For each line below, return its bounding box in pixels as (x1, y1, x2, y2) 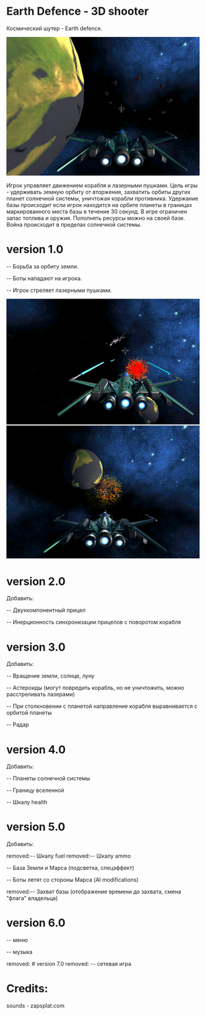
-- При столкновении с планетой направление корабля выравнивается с (6, 702, 198, 710)
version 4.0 (6, 742, 66, 756)
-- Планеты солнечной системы (6, 775, 90, 782)
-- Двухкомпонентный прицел (6, 606, 86, 614)
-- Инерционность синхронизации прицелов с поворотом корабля (6, 619, 181, 626)
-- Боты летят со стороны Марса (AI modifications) (6, 876, 139, 884)
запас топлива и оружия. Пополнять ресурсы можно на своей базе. (6, 214, 185, 222)
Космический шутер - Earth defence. (6, 25, 103, 32)
